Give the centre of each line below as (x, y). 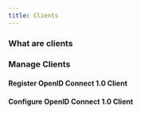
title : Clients (33, 15)
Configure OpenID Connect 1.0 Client (71, 101)
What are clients (41, 43)
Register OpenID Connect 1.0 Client (68, 83)
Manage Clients (39, 64)
